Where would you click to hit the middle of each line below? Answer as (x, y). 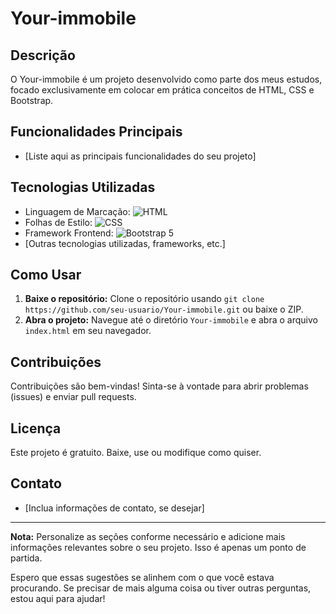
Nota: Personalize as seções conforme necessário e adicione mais (148, 536)
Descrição (43, 55)
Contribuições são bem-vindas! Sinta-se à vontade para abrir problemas (159, 386)
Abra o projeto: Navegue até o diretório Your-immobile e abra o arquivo (171, 320)
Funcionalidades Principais (96, 132)
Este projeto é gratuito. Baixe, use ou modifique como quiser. (136, 453)
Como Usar (46, 275)
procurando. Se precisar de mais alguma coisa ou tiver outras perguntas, (161, 588)
